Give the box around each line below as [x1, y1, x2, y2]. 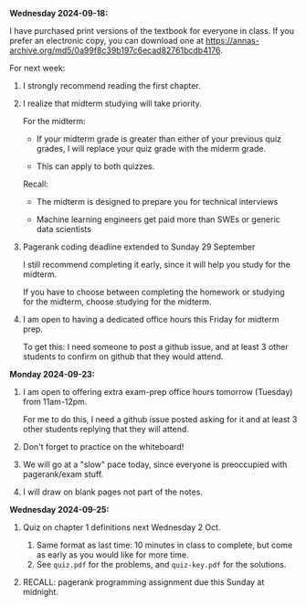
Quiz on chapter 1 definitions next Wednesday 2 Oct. [22, 522, 221, 533]
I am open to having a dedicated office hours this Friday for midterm [22, 314, 280, 324]
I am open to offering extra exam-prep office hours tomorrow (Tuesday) [22, 387, 293, 397]
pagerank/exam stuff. [22, 469, 104, 479]
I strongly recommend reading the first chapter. [22, 80, 201, 90]
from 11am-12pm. [22, 397, 88, 407]
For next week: [9, 63, 66, 73]
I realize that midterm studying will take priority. [22, 98, 203, 109]
